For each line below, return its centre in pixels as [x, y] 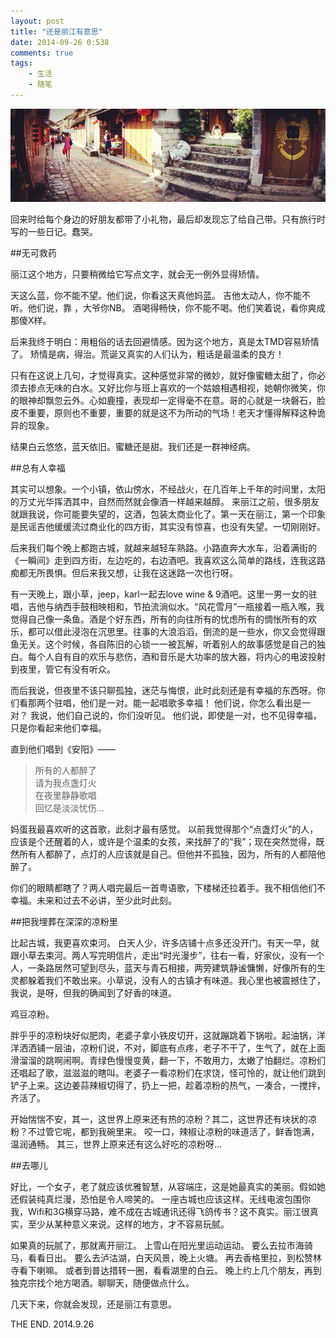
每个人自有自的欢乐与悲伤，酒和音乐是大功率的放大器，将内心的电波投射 [176, 657]
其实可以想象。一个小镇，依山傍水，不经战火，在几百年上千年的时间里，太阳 [168, 489]
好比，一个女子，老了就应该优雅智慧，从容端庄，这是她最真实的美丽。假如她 [168, 1187]
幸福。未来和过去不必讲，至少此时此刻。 [93, 901]
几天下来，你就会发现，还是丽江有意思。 [93, 1304]
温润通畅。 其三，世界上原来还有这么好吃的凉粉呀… [116, 1144]
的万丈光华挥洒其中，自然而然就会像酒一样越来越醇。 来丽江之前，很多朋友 [165, 502]
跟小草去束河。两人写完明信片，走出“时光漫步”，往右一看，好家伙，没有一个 [167, 956]
